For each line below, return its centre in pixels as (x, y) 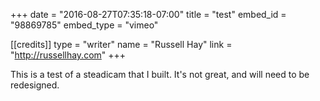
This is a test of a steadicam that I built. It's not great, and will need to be (160, 74)
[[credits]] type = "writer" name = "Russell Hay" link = (121, 44)
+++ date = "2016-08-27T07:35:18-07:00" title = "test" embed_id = (148, 14)
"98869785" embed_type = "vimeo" (84, 25)
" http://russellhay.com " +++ (68, 55)
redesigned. (35, 85)
